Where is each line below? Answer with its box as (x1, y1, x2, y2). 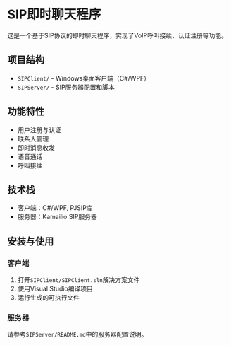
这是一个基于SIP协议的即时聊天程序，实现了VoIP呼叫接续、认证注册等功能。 (7, 31, 227, 40)
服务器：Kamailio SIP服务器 (17, 213, 97, 221)
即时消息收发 (17, 143, 55, 152)
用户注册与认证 (17, 125, 61, 134)
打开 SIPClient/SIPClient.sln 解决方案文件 (17, 276, 140, 284)
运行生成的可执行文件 (17, 293, 80, 302)
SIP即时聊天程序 (7, 6, 101, 23)
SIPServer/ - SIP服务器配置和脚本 (17, 83, 115, 91)
